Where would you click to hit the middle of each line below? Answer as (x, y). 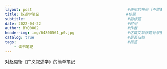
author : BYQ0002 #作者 (71, 28)
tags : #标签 (71, 42)
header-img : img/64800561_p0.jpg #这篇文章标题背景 (83, 33)
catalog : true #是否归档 (75, 38)
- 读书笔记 (24, 47)
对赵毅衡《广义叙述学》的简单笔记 (40, 61)
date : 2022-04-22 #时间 (71, 24)
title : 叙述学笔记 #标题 (70, 14)
